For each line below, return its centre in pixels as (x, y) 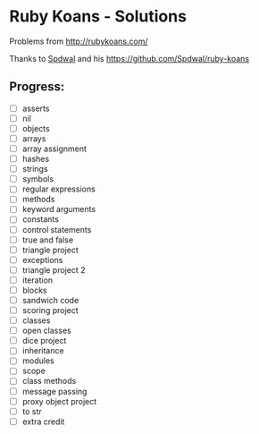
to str (32, 411)
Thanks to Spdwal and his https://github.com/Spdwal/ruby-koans (129, 58)
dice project (44, 341)
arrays (34, 138)
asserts (36, 108)
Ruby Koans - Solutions (98, 17)
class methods (49, 381)
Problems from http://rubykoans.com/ (79, 41)
